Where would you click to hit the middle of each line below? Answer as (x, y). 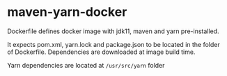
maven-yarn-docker (67, 12)
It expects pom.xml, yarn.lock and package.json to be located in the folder (114, 44)
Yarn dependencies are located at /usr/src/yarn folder (86, 65)
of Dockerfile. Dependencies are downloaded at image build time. (101, 52)
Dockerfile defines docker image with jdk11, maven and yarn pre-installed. (113, 31)
